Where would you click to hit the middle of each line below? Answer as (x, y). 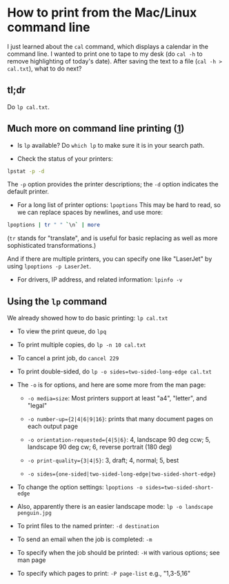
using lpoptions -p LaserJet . (49, 266)
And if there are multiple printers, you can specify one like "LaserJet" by (110, 259)
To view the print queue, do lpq (62, 331)
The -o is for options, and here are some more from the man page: (111, 385)
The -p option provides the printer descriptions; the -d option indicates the (113, 184)
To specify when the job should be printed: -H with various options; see (118, 553)
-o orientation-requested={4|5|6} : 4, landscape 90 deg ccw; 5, (119, 440)
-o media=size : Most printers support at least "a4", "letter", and (117, 398)
